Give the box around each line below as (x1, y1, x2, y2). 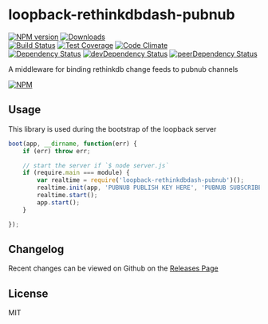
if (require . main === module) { (22, 169, 130, 177)
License (8, 286, 49, 300)
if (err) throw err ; (22, 147, 91, 155)
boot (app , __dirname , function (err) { (8, 140, 137, 148)
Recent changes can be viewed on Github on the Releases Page (8, 263, 219, 273)
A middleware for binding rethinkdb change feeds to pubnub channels (8, 64, 238, 73)
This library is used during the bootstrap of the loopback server (8, 124, 217, 133)
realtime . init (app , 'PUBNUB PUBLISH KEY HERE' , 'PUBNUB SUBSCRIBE (37, 184, 262, 192)
